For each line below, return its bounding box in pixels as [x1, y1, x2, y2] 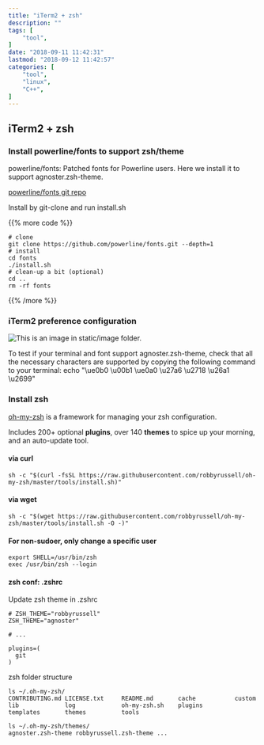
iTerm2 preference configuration [8, 315, 137, 326]
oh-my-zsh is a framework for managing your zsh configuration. [8, 412, 217, 421]
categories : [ [8, 63, 55, 71]
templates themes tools [8, 709, 140, 716]
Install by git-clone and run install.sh [8, 203, 126, 212]
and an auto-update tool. [8, 435, 89, 445]
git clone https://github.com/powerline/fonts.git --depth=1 [8, 240, 214, 248]
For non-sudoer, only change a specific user [8, 536, 157, 545]
